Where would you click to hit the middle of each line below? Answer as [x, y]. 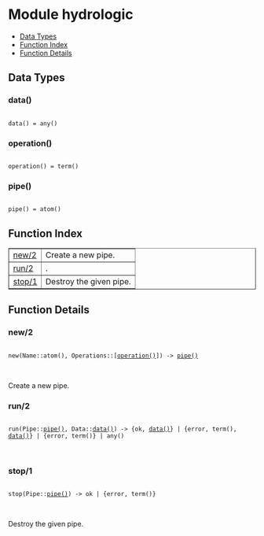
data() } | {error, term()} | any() [66, 436]
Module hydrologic [71, 15]
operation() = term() [44, 166]
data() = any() [33, 124]
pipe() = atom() [35, 209]
